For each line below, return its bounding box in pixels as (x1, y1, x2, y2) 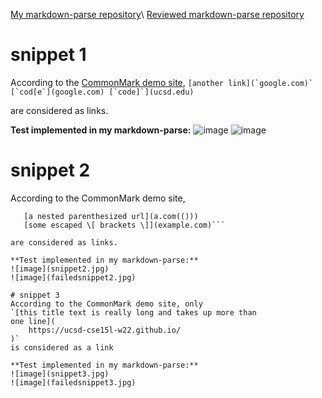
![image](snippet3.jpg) (10, 369, 110, 379)
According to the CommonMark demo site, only (10, 299, 203, 309)
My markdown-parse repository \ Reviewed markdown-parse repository (10, 9, 305, 20)
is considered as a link (10, 342, 114, 353)
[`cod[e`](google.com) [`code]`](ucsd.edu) (10, 87, 195, 97)
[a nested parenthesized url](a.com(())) (23, 211, 199, 221)
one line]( (10, 316, 56, 326)
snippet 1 (10, 44, 87, 66)
